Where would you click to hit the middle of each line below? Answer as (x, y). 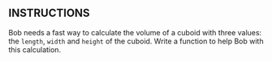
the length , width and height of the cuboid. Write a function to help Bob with (136, 41)
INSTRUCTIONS (50, 13)
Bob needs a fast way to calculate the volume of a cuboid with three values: (135, 32)
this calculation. (35, 49)
